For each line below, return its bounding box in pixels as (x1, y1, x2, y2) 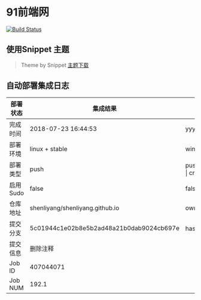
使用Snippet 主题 (6, 44, 70, 54)
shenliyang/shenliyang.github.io (29, 204, 120, 212)
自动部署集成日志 (6, 81, 69, 91)
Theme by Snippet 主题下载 (20, 61, 89, 69)
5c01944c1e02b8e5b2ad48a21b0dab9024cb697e (29, 224, 180, 232)
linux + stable (29, 145, 68, 153)
